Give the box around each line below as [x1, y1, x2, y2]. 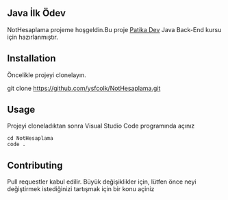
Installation [7, 53, 56, 64]
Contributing [7, 159, 63, 171]
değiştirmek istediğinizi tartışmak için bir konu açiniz [7, 185, 155, 193]
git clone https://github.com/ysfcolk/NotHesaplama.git [7, 84, 161, 92]
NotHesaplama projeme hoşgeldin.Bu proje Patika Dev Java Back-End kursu [7, 25, 222, 33]
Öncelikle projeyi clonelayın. [7, 70, 87, 79]
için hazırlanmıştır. [7, 33, 58, 41]
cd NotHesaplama [7, 135, 53, 142]
